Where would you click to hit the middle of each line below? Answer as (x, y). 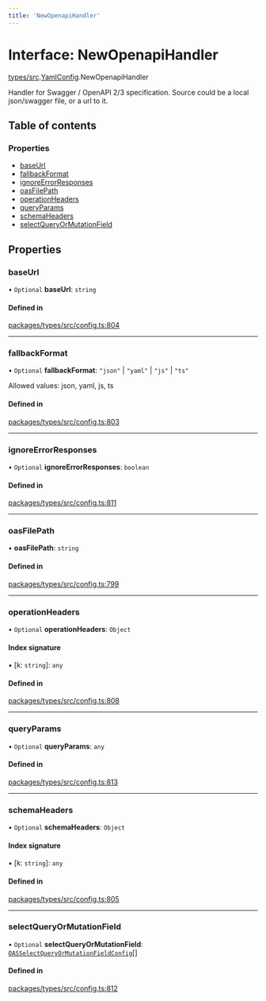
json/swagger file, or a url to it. (58, 101)
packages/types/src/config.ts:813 (63, 782)
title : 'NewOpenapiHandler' (55, 15)
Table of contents (52, 125)
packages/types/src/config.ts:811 (63, 503)
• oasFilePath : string (44, 548)
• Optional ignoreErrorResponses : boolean (79, 467)
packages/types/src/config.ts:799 (64, 583)
